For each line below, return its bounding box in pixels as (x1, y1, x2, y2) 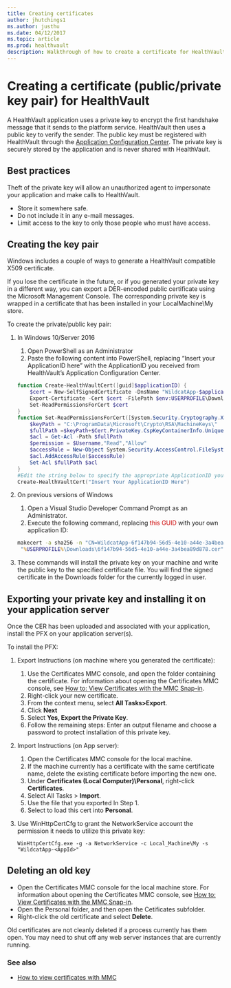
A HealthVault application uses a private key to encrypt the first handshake (7, 115, 219, 124)
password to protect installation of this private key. (27, 728, 170, 736)
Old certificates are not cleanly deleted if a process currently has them (7, 925, 208, 934)
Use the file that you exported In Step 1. (27, 799, 140, 807)
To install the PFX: (7, 643, 58, 651)
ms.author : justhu (7, 23, 60, 30)
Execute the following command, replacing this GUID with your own (27, 518, 219, 527)
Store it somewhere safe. (16, 204, 88, 212)
